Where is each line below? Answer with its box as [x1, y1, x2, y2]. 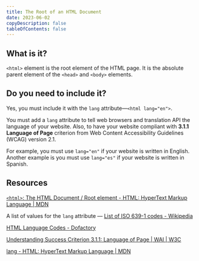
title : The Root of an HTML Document [6, 8, 102, 15]
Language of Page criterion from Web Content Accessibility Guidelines [6, 129, 184, 137]
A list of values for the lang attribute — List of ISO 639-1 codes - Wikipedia [6, 212, 193, 219]
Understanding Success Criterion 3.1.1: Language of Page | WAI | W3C [6, 236, 181, 243]
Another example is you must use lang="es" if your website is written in [6, 154, 185, 161]
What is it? [6, 48, 47, 58]
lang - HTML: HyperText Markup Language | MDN [6, 247, 131, 255]
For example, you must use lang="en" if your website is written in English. [6, 147, 190, 155]
